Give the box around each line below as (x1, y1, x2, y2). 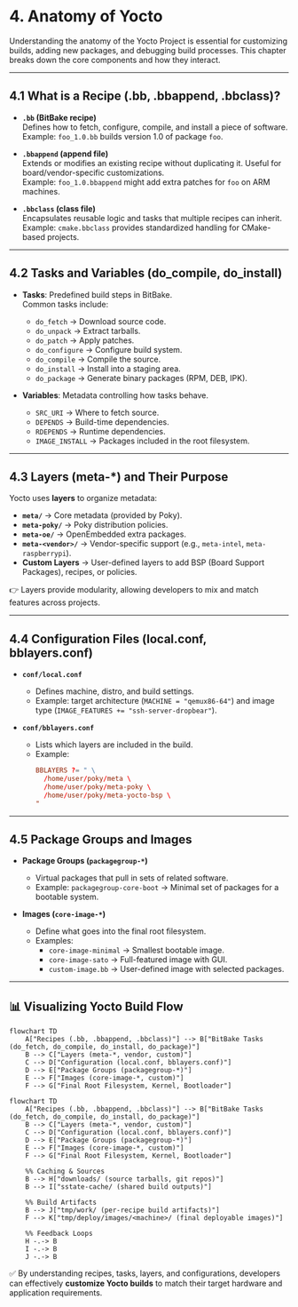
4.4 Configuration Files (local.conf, (9, 631, 207, 646)
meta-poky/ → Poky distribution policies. (21, 520, 169, 530)
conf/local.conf (21, 671, 82, 680)
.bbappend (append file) (21, 148, 109, 159)
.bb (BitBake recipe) (21, 112, 97, 123)
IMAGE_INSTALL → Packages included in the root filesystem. (35, 435, 250, 446)
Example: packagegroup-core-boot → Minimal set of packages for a (35, 882, 279, 893)
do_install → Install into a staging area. (35, 363, 182, 374)
